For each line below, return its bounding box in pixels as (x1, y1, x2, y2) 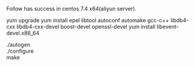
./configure (6, 47, 34, 55)
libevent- (156, 23, 179, 30)
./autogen (6, 41, 31, 48)
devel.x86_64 (6, 29, 40, 37)
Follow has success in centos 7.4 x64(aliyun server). (6, 5, 137, 12)
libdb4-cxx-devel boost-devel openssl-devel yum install (16, 23, 156, 30)
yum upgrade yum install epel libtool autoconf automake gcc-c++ (6, 17, 170, 23)
